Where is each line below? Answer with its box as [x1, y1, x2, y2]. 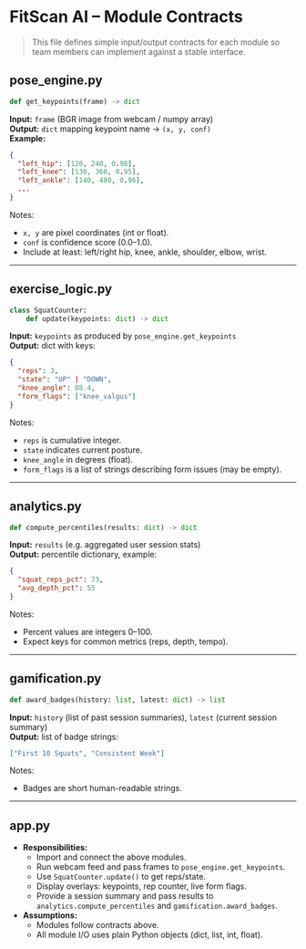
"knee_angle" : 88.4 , [17, 383, 96, 393]
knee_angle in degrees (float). [22, 454, 134, 464]
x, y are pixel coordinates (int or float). [22, 226, 169, 238]
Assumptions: [22, 910, 77, 921]
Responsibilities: [22, 842, 88, 853]
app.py [9, 818, 51, 833]
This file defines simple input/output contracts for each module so [31, 36, 280, 47]
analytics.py [9, 499, 82, 515]
